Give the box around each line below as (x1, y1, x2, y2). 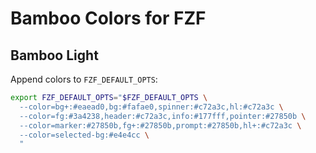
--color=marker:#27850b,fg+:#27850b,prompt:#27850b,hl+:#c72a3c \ (19, 120, 302, 131)
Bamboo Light (10, 47, 99, 64)
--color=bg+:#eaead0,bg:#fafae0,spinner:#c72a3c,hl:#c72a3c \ (19, 102, 284, 112)
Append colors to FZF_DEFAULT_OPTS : (10, 73, 158, 85)
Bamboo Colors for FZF (10, 7, 207, 30)
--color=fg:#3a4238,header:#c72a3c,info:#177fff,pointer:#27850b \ (19, 111, 307, 121)
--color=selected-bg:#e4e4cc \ (19, 130, 150, 140)
